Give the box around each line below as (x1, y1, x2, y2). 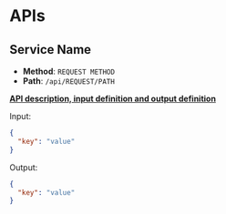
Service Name (9, 42, 92, 57)
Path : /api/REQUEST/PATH (22, 76, 116, 87)
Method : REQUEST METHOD (22, 66, 116, 76)
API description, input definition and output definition (9, 93, 217, 104)
